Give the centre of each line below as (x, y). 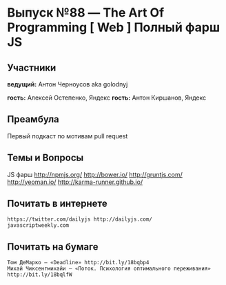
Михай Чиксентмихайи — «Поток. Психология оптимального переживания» (109, 269)
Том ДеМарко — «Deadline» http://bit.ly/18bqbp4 (78, 263)
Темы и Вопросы (45, 158)
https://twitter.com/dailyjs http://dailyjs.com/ (80, 219)
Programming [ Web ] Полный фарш (114, 27)
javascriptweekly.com (38, 226)
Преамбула (33, 119)
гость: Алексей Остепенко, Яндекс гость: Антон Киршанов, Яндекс (107, 98)
